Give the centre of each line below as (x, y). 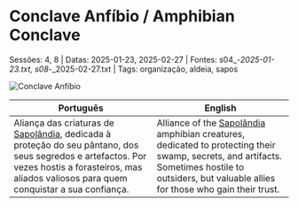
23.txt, (21, 69)
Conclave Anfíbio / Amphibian (122, 16)
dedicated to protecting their (216, 145)
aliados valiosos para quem (71, 178)
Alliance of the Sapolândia (211, 123)
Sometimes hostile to (200, 167)
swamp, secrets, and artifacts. (219, 156)
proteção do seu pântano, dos (76, 145)
